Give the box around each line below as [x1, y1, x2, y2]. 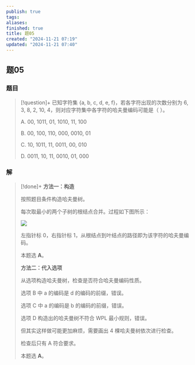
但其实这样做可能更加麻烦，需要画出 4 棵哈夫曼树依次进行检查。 [20, 327, 177, 334]
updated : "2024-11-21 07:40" [6, 42, 78, 48]
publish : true [6, 8, 41, 15]
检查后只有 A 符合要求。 [20, 340, 80, 347]
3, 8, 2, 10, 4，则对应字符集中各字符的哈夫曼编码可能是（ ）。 [20, 106, 168, 113]
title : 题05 [6, 31, 35, 37]
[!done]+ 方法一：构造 [20, 183, 75, 190]
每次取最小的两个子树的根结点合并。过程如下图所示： [20, 208, 150, 215]
